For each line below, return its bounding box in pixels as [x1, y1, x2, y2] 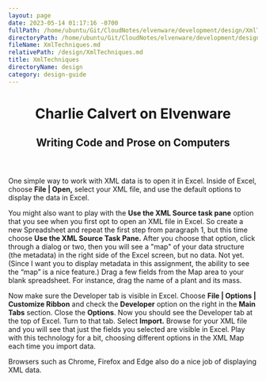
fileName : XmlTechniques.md [8, 41, 101, 49]
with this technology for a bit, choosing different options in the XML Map [8, 333, 245, 343]
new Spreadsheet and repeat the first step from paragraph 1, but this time [8, 225, 248, 234]
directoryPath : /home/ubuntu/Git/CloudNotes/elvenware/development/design [8, 33, 260, 42]
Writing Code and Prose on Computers [36, 136, 230, 150]
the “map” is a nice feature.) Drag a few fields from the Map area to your [8, 267, 244, 277]
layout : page [8, 11, 51, 20]
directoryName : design [8, 63, 83, 71]
